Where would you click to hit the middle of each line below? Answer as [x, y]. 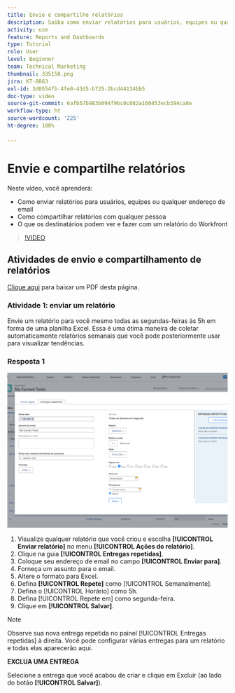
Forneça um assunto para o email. [66, 568]
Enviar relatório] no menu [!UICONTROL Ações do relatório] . [106, 546]
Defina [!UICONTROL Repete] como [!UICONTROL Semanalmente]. [114, 583]
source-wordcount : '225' [43, 118]
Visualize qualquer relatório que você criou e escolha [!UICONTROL [115, 539]
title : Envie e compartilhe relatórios [65, 15]
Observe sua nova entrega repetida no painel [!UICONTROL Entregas [107, 633]
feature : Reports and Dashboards [56, 37]
